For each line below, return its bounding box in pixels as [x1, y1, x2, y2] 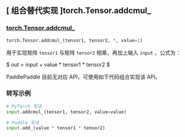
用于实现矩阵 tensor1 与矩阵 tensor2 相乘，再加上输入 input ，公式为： [6, 49, 181, 56]
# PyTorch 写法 [6, 103, 42, 109]
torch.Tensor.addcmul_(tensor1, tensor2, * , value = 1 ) [6, 38, 143, 43]
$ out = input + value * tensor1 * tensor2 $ [6, 61, 110, 68]
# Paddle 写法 [6, 120, 40, 126]
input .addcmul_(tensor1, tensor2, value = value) [6, 109, 127, 115]
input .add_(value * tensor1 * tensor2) [6, 125, 106, 131]
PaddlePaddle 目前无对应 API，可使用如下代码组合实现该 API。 [6, 73, 161, 80]
